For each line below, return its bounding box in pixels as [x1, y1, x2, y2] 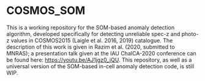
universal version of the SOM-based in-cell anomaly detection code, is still [6, 62, 195, 70]
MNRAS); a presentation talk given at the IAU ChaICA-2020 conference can [6, 49, 197, 57]
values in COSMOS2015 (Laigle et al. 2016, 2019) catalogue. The [10, 37, 173, 44]
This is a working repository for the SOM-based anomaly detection [6, 24, 175, 31]
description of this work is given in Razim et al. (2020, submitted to [6, 43, 176, 51]
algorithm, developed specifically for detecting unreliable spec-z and [6, 30, 181, 37]
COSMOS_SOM [6, 4, 86, 18]
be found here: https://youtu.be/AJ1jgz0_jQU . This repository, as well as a [6, 56, 192, 63]
